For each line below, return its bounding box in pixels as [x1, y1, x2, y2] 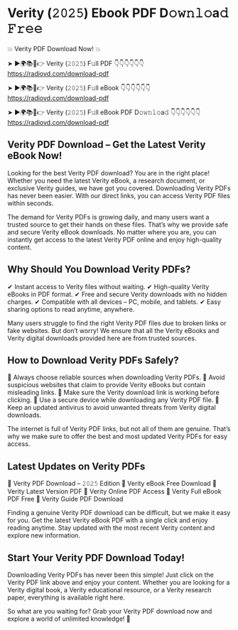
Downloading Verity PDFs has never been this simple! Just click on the [7, 570, 215, 579]
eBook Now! [7, 150, 63, 162]
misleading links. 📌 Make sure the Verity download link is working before [7, 389, 220, 397]
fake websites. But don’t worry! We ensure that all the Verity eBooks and [7, 326, 220, 335]
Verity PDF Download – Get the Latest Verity [7, 139, 206, 151]
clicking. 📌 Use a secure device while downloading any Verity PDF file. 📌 [7, 396, 220, 404]
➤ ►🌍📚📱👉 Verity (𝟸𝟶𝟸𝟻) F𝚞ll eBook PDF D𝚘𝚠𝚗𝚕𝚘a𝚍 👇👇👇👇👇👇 [7, 108, 201, 116]
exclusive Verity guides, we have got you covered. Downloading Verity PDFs [7, 183, 231, 192]
